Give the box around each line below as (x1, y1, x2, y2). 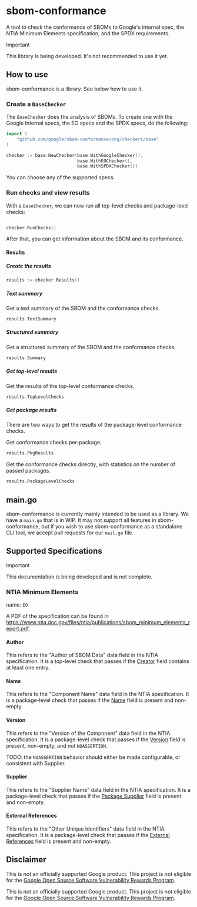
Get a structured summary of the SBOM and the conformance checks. (6, 343, 176, 350)
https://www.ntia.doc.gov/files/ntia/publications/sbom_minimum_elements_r (6, 619, 191, 626)
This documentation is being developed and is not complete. (6, 573, 153, 580)
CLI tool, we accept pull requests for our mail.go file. (6, 529, 134, 536)
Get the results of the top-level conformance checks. (6, 382, 135, 389)
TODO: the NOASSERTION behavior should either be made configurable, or (6, 754, 181, 761)
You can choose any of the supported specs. (6, 174, 115, 181)
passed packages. (6, 467, 51, 474)
